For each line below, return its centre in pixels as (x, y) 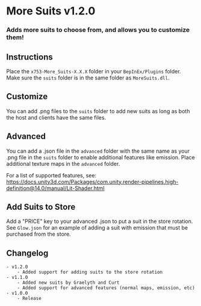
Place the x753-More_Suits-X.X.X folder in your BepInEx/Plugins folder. (94, 71)
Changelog (27, 253)
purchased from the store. (39, 234)
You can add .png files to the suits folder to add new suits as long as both (98, 111)
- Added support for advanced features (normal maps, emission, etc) (106, 288)
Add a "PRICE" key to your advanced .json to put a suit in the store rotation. (100, 221)
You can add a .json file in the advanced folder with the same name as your (98, 151)
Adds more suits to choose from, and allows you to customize (98, 30)
